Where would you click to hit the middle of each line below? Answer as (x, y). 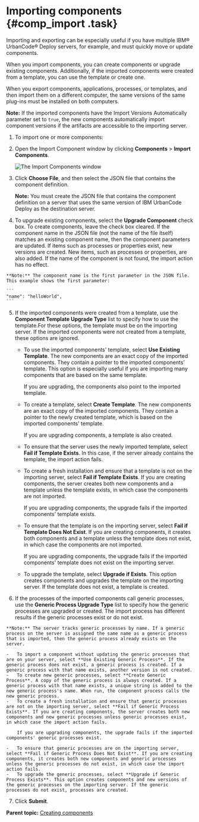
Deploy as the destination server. (55, 208)
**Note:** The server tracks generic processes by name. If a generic (95, 628)
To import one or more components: (59, 137)
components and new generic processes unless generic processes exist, (97, 717)
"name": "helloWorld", (34, 296)
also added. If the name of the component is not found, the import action (104, 258)
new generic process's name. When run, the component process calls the (98, 691)
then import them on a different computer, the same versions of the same (96, 95)
